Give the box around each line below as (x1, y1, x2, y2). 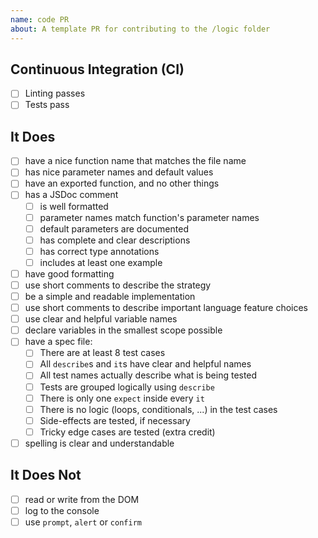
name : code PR (10, 14, 70, 25)
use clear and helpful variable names (24, 313, 178, 325)
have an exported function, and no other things (24, 177, 220, 190)
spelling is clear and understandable (24, 437, 175, 449)
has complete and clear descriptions (39, 234, 191, 246)
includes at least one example (39, 256, 163, 268)
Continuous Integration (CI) (10, 61, 185, 78)
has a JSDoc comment (24, 189, 119, 201)
